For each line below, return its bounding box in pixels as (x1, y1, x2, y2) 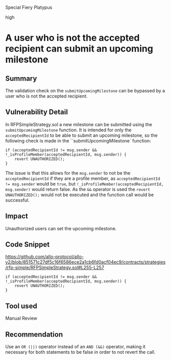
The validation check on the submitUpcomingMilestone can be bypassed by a (5, 88, 165, 93)
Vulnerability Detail (5, 108, 68, 116)
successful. (5, 197, 30, 203)
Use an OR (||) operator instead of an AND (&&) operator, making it (5, 344, 145, 350)
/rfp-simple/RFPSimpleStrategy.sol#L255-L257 (5, 265, 105, 271)
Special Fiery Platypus (5, 5, 53, 10)
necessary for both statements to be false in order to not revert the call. (5, 349, 156, 355)
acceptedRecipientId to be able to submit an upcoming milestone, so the (5, 132, 158, 138)
